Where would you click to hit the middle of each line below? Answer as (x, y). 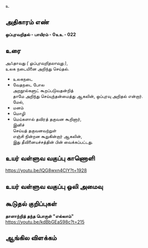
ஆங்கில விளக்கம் (31, 238)
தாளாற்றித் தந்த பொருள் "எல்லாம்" (40, 216)
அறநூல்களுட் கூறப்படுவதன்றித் (43, 90)
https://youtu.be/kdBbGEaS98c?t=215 (45, 222)
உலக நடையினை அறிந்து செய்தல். (37, 69)
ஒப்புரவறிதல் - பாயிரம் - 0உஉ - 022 (41, 34)
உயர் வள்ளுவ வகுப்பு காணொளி (50, 158)
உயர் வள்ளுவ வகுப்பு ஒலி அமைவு (54, 186)
